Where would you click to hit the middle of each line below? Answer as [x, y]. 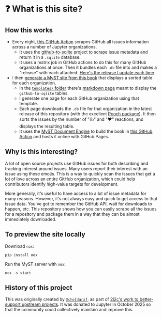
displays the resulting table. [47, 126]
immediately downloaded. [31, 219]
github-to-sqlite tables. [44, 93]
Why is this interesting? [42, 152]
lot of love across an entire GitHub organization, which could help [70, 179]
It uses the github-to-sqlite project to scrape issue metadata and [84, 52]
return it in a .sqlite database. [50, 57]
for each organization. [34, 83]
